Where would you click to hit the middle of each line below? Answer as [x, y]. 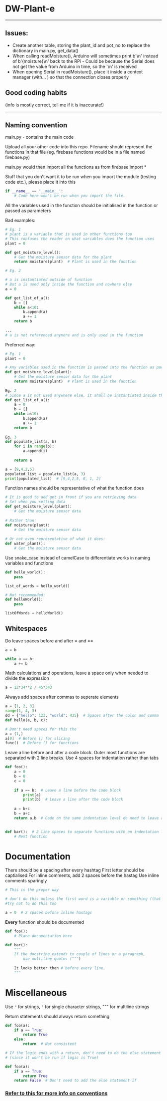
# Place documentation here [43, 936]
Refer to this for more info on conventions [56, 1094]
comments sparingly [26, 881]
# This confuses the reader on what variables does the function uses [80, 239]
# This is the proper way [32, 890]
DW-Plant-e [30, 9]
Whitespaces [26, 629]
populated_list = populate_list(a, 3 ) [45, 474]
